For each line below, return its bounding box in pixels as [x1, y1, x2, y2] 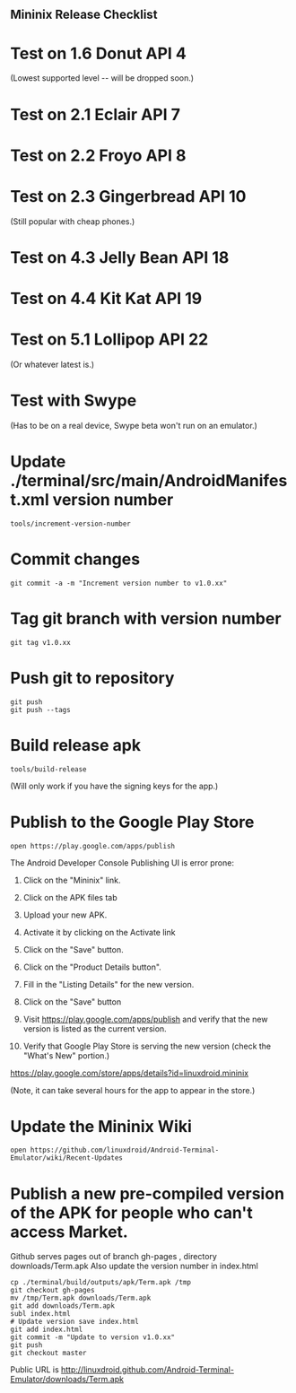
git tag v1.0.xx [10, 638, 71, 647]
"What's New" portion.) [22, 1049, 110, 1061]
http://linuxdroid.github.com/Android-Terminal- [60, 1364, 234, 1375]
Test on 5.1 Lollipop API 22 [10, 329, 209, 350]
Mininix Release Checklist [10, 7, 158, 22]
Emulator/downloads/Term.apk [10, 1374, 125, 1385]
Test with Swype [10, 390, 137, 411]
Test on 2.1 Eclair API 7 [10, 104, 180, 125]
